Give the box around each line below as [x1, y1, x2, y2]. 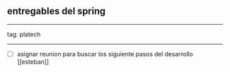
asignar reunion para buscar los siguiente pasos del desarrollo [16, 49, 194, 58]
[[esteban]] [16, 58, 49, 66]
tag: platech [7, 30, 41, 38]
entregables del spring [7, 5, 106, 17]
